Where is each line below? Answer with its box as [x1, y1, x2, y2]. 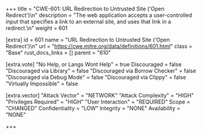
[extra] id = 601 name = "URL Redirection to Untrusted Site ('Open [5, 36, 170, 43]
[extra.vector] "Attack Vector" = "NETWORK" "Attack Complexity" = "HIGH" [5, 92, 194, 99]
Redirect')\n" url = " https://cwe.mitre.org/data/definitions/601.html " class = [5, 42, 193, 50]
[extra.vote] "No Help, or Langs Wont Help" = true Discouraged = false [5, 61, 182, 68]
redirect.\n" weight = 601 [5, 24, 68, 31]
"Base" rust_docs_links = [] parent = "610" [5, 49, 111, 56]
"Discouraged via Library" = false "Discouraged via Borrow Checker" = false [5, 67, 197, 74]
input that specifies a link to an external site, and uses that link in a [5, 18, 172, 25]
